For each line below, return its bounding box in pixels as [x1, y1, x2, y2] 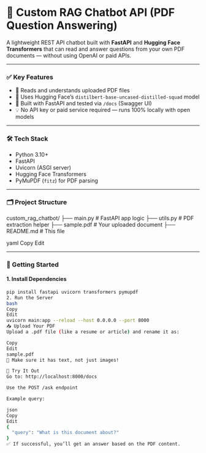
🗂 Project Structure [6, 198, 67, 207]
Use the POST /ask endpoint [6, 385, 78, 391]
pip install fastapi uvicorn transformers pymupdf [6, 289, 139, 295]
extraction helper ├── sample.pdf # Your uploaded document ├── [6, 220, 176, 228]
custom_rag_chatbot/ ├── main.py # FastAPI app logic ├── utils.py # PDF [6, 214, 194, 222]
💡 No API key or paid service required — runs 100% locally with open [15, 107, 191, 114]
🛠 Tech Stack [6, 135, 48, 143]
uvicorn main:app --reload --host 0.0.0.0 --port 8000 [6, 318, 150, 324]
